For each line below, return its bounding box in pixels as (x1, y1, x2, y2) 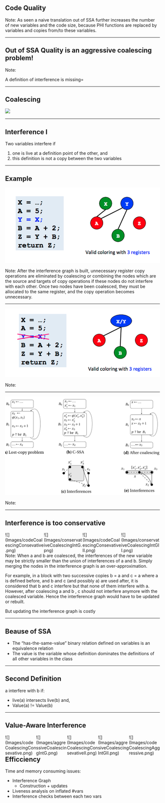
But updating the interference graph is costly (5, 609, 96, 614)
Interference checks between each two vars (12, 793, 102, 800)
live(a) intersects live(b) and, (12, 697, 70, 703)
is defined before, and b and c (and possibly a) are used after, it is (5, 578, 138, 584)
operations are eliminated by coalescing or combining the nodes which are (5, 273, 156, 279)
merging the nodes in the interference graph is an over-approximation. (5, 563, 148, 569)
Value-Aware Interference (5, 721, 86, 730)
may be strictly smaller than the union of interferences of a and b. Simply (5, 558, 153, 564)
